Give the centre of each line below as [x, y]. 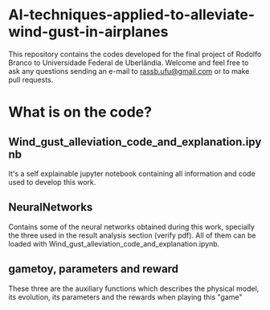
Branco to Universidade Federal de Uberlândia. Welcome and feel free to [129, 63]
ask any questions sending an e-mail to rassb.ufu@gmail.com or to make [129, 71]
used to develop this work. [52, 182]
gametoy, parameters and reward [94, 269]
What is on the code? [80, 112]
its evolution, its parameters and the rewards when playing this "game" [125, 297]
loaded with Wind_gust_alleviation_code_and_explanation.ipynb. [114, 243]
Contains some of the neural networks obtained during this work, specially [132, 226]
